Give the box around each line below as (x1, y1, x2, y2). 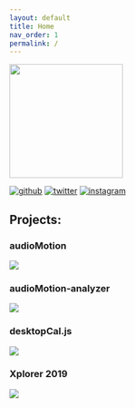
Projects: (9, 211, 62, 228)
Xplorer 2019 (9, 368, 68, 381)
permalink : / (9, 38, 59, 48)
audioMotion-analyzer (9, 281, 111, 294)
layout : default (9, 13, 71, 23)
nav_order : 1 (9, 30, 59, 39)
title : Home (9, 22, 54, 31)
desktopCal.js (9, 325, 72, 338)
